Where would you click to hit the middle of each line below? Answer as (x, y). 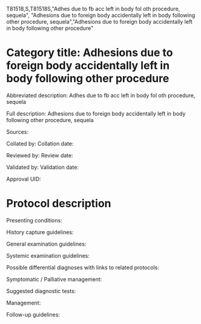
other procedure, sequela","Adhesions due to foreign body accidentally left (99, 22)
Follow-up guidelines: (33, 314)
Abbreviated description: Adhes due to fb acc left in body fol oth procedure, (101, 95)
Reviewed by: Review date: (40, 155)
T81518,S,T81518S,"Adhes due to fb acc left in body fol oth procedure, (93, 9)
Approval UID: (24, 179)
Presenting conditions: (34, 220)
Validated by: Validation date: (42, 167)
